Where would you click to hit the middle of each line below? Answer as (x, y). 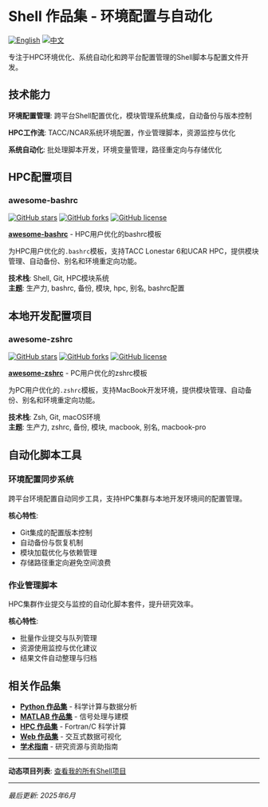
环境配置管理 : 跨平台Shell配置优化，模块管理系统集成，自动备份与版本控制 (130, 115)
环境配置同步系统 (41, 479)
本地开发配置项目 (50, 316)
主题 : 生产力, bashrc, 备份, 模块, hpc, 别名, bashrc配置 (97, 288)
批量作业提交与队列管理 (58, 638)
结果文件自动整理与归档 (58, 658)
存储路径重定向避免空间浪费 (65, 562)
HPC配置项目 (41, 177)
